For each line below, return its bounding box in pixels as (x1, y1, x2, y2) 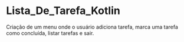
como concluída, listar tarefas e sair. (6, 29, 94, 36)
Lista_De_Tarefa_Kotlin (6, 4, 121, 17)
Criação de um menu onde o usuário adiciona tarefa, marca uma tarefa (6, 23, 179, 30)
